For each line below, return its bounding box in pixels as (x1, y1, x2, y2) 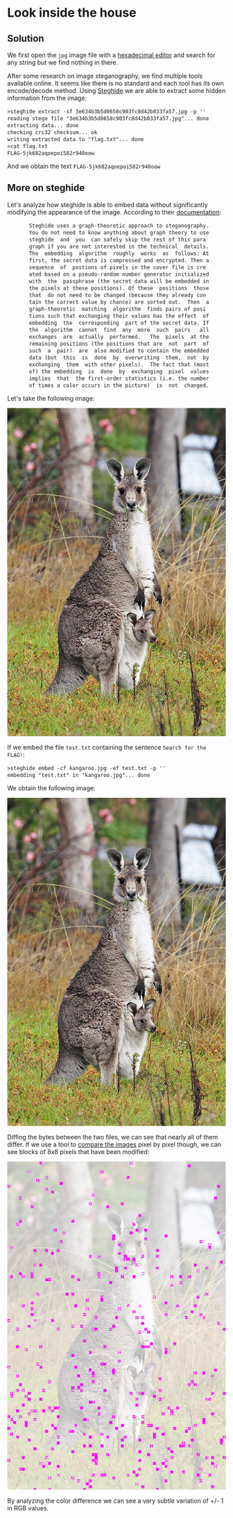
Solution (7, 33, 44, 44)
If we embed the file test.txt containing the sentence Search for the (7, 743, 207, 751)
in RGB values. (7, 1503, 49, 1512)
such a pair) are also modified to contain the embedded (28, 347, 209, 354)
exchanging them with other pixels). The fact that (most (28, 361, 209, 368)
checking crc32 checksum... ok (7, 129, 98, 136)
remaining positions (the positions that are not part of (28, 340, 209, 347)
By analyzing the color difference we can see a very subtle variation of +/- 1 (7, 1496, 224, 1505)
